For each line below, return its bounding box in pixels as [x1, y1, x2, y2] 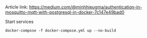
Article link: [5, 4, 28, 10]
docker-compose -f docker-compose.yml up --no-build [5, 28, 116, 33]
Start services [5, 19, 34, 24]
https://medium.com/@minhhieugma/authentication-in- [29, 4, 142, 10]
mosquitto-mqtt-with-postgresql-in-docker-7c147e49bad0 [5, 9, 125, 15]
